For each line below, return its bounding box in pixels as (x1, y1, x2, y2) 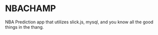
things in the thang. (5, 24, 44, 30)
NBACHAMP (5, 3, 56, 14)
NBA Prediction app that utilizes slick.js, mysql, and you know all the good (5, 19, 154, 25)
